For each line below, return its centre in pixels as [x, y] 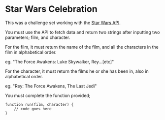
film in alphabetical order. [31, 52]
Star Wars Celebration [51, 9]
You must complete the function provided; [48, 95]
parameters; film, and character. [38, 37]
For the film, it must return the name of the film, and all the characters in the [82, 47]
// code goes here [33, 109]
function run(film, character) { [39, 104]
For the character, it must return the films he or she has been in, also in [77, 71]
